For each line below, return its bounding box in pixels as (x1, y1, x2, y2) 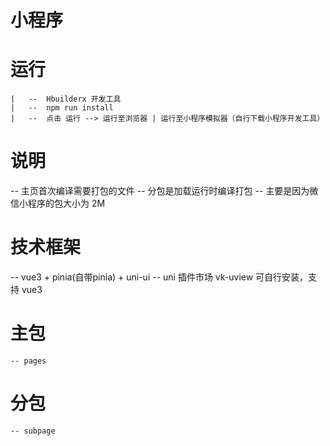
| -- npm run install (10, 103, 114, 113)
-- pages (10, 356, 47, 366)
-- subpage (10, 426, 56, 436)
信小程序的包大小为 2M (10, 197, 106, 210)
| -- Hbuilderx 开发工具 (10, 94, 122, 105)
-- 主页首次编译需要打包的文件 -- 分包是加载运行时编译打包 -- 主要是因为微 (10, 185, 319, 197)
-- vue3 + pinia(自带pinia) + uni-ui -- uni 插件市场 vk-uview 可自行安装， (10, 271, 309, 283)
